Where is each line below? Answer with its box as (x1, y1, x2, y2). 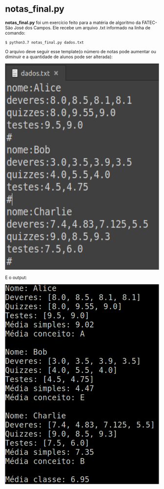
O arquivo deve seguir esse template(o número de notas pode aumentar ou (5, 48, 156, 54)
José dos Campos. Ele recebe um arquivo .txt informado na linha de (14, 24, 150, 30)
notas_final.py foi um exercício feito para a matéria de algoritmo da (5, 20, 141, 25)
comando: (5, 30, 25, 36)
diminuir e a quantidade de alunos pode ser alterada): (5, 54, 113, 60)
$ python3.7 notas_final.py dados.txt (5, 40, 84, 45)
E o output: (5, 275, 27, 280)
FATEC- (142, 20, 158, 25)
